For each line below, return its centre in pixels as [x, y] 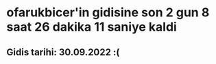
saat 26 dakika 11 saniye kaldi [92, 27]
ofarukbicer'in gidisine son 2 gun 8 [108, 13]
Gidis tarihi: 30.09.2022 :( [63, 52]
